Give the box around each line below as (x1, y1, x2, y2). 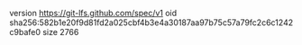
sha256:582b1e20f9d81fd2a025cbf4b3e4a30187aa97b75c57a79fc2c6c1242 (9, 17, 294, 28)
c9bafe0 (9, 27, 41, 37)
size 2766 (41, 27, 79, 37)
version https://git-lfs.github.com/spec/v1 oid (9, 8, 178, 18)
